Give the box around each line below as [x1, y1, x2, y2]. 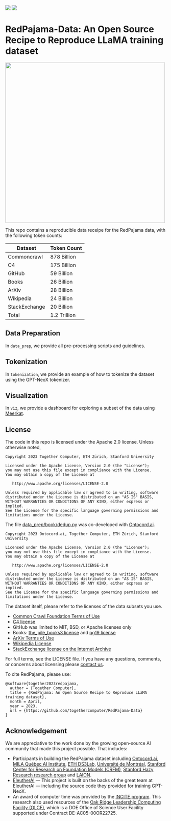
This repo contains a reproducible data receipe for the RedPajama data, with [5, 227, 166, 233]
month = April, [10, 699, 42, 705]
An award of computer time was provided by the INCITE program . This [12, 794, 161, 799]
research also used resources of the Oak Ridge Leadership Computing [12, 799, 161, 805]
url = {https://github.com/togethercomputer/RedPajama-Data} [10, 708, 143, 713]
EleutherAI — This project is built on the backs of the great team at [12, 777, 153, 783]
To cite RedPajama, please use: [5, 671, 71, 677]
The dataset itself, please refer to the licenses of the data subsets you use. [5, 603, 162, 610]
